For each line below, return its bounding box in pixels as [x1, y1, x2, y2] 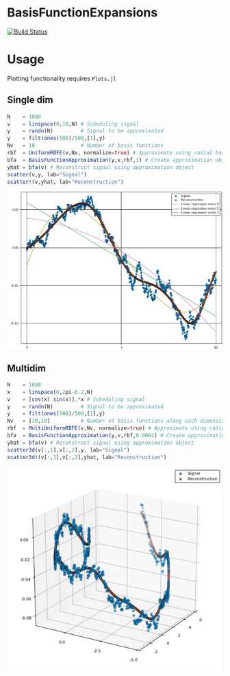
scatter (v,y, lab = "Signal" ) [7, 171, 88, 178]
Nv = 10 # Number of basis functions [7, 142, 164, 149]
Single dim [7, 94, 53, 106]
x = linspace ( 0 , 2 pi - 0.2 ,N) [7, 388, 94, 395]
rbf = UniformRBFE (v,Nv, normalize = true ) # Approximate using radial [7, 150, 213, 156]
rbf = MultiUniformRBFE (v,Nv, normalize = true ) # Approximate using [7, 425, 207, 432]
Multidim [7, 362, 47, 374]
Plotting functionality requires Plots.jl [7, 74, 116, 82]
